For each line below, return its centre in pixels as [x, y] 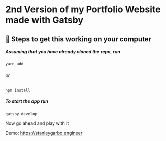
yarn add [14, 64]
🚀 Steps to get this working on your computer [78, 39]
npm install [18, 90]
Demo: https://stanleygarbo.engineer [44, 133]
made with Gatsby [44, 20]
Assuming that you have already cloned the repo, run [63, 52]
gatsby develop [21, 114]
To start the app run [27, 101]
